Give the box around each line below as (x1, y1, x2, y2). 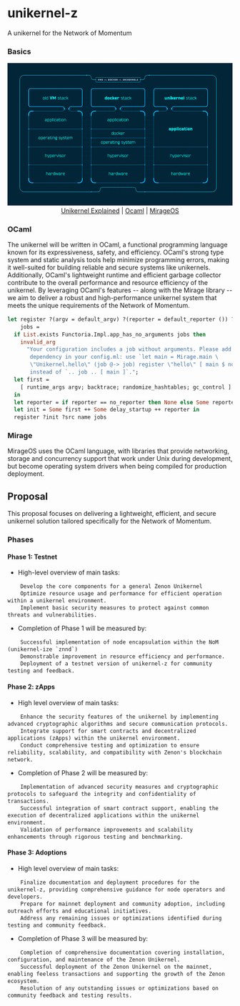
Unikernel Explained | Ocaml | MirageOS (60, 206, 180, 215)
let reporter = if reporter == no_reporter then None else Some (14, 399, 209, 406)
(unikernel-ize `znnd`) (7, 646, 79, 653)
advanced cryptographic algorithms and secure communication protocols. (7, 720, 229, 727)
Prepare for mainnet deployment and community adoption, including (20, 900, 225, 907)
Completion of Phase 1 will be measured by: (17, 624, 147, 633)
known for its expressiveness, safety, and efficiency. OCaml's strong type (7, 248, 224, 257)
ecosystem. (7, 977, 40, 985)
